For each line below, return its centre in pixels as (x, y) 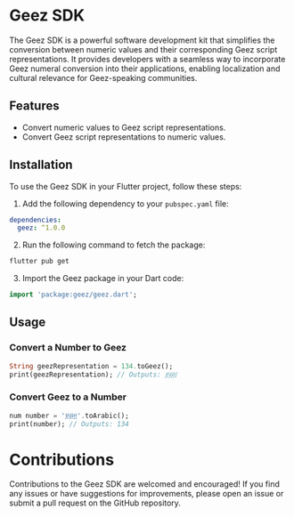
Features (34, 106)
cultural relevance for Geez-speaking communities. (103, 77)
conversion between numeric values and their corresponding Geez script (143, 49)
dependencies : (36, 220)
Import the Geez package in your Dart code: (103, 279)
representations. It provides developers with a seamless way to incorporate (147, 59)
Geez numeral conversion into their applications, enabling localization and (145, 69)
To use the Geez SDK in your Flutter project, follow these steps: (126, 186)
